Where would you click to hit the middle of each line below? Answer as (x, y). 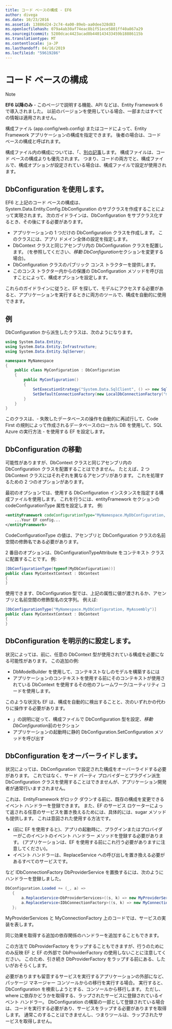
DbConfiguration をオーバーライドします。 (73, 756)
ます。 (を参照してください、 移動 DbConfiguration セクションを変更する (88, 252)
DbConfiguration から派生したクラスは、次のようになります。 (70, 332)
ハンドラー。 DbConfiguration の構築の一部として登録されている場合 (92, 1002)
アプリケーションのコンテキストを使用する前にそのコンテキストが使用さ (89, 678)
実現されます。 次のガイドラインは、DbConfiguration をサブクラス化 (86, 215)
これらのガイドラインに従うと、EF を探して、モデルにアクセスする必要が (82, 289)
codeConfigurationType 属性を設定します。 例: (54, 506)
